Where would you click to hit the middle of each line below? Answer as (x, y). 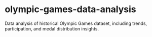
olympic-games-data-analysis (70, 9)
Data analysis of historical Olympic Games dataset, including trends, (76, 23)
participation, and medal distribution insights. (52, 28)
